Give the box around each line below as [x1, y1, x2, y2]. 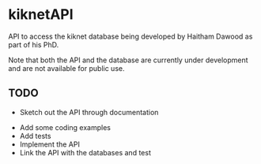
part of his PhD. [8, 39, 59, 49]
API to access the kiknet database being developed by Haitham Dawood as [8, 32, 253, 41]
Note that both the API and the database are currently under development [8, 55, 248, 65]
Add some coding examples [19, 122, 111, 132]
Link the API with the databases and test [19, 147, 152, 157]
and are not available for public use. [8, 63, 125, 73]
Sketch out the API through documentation [19, 107, 159, 117]
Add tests [19, 131, 51, 140]
